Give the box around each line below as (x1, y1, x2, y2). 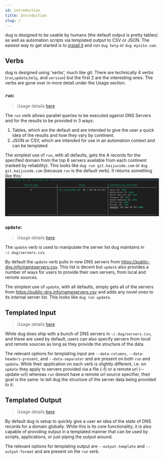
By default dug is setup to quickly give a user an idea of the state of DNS (5, 418, 151, 424)
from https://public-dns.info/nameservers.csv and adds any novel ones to (5, 289, 154, 295)
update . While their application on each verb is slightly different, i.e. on (5, 361, 146, 367)
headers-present (5, 357, 38, 362)
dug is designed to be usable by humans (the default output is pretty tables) (5, 32, 158, 38)
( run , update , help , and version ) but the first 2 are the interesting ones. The (5, 75, 153, 80)
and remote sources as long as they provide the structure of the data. (5, 341, 145, 347)
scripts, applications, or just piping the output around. (5, 434, 113, 439)
